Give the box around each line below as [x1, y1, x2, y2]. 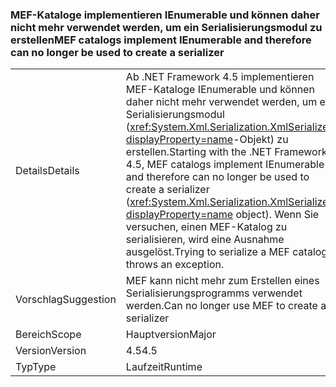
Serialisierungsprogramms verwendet [125, 286, 303, 300]
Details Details [15, 164, 80, 178]
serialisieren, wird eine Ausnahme [125, 233, 285, 247]
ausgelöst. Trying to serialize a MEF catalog [125, 245, 328, 259]
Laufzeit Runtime [125, 360, 203, 374]
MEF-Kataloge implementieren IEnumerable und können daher [10, 8, 320, 22]
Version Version [15, 344, 87, 358]
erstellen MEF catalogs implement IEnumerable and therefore [10, 33, 312, 47]
